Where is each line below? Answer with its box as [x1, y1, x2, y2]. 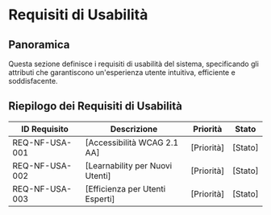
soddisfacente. [8, 76, 58, 85]
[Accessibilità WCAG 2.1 [85, 137, 179, 148]
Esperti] [85, 193, 115, 205]
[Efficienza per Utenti [85, 183, 166, 194]
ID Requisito [21, 123, 69, 134]
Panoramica [8, 38, 70, 52]
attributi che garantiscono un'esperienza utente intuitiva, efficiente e [8, 68, 236, 77]
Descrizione [110, 123, 158, 134]
